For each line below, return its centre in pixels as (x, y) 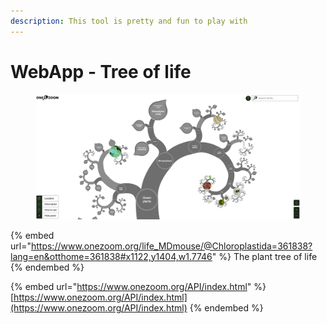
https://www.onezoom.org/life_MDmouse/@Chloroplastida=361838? (171, 246)
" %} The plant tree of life (264, 256)
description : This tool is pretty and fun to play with (129, 21)
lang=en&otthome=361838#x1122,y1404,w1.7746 (111, 256)
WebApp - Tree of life (101, 71)
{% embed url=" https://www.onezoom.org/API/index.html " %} (138, 286)
